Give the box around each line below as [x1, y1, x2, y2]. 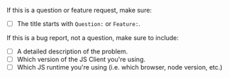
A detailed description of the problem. [16, 47, 128, 56]
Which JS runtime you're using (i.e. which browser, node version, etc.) [16, 63, 223, 72]
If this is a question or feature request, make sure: [6, 6, 152, 14]
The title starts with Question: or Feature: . [16, 20, 141, 27]
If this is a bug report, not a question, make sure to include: [6, 34, 179, 42]
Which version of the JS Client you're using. [16, 56, 146, 64]
